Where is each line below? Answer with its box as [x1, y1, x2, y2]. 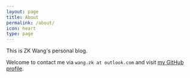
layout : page [6, 8, 39, 15]
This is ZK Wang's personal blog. [6, 47, 88, 54]
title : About [6, 14, 39, 20]
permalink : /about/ [6, 20, 55, 26]
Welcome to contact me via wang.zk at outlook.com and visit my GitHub [6, 59, 184, 66]
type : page [6, 31, 34, 37]
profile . [6, 65, 24, 72]
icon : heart [6, 25, 36, 32]
